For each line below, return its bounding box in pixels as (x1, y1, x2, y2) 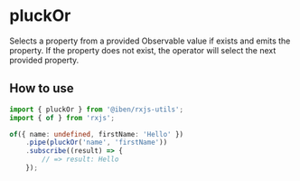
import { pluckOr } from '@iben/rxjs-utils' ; (9, 105, 183, 114)
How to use (9, 81, 74, 96)
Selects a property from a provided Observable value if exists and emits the (9, 35, 291, 46)
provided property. (9, 54, 80, 65)
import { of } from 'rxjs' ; (9, 113, 116, 122)
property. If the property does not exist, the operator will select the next (9, 44, 277, 55)
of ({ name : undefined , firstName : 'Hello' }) (9, 129, 183, 138)
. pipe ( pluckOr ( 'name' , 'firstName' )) (25, 138, 168, 148)
